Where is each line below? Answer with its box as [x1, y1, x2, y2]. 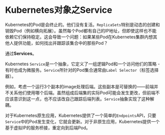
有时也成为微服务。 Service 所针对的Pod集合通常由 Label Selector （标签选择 [5, 67, 159, 73]
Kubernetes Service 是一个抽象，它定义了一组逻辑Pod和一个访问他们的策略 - [5, 61, 160, 67]
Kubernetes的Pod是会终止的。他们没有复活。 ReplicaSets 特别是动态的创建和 [5, 22, 160, 27]
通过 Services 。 [5, 50, 37, 56]
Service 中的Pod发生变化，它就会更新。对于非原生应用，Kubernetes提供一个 [5, 118, 160, 124]
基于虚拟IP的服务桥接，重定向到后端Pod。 [5, 125, 91, 131]
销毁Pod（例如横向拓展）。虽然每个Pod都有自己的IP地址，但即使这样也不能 [5, 27, 157, 33]
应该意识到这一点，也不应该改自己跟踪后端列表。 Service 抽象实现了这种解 [5, 96, 155, 102]
